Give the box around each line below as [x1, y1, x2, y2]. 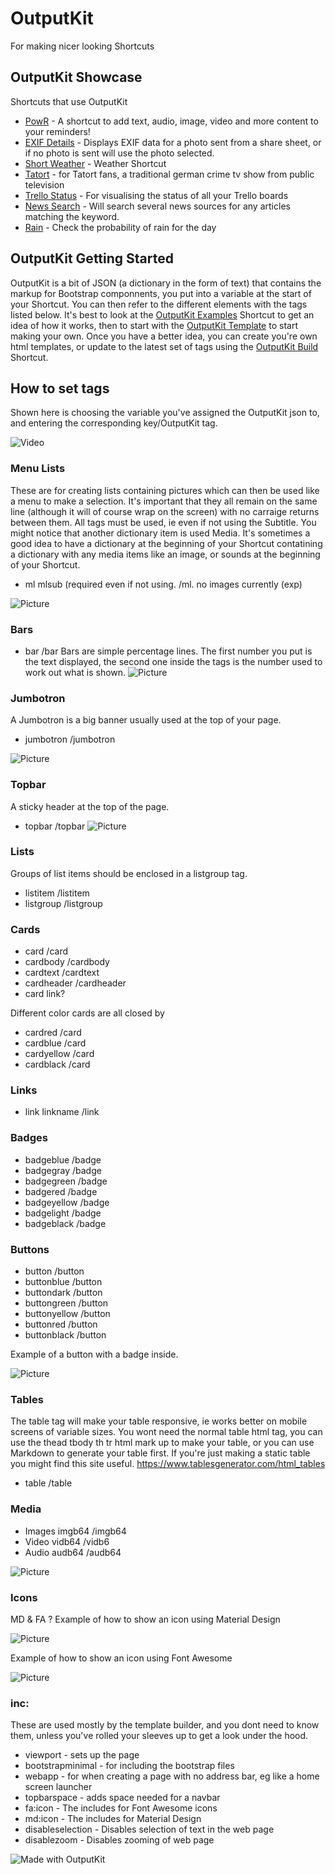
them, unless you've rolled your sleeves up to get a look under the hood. [10, 1730, 309, 1742]
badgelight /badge [24, 1207, 102, 1219]
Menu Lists [10, 462, 66, 476]
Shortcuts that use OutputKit [10, 95, 128, 107]
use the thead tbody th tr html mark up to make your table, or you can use [10, 1437, 315, 1449]
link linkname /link [24, 1106, 100, 1118]
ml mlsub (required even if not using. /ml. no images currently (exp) [24, 578, 303, 590]
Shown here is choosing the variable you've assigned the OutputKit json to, [10, 407, 320, 419]
